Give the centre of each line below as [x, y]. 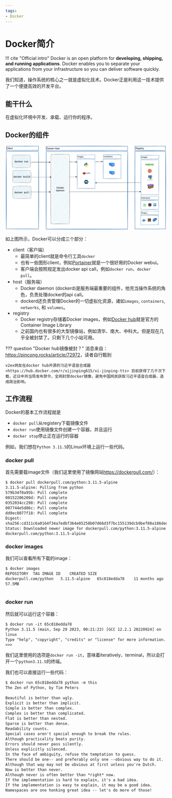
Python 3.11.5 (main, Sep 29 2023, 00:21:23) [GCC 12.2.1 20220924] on [83, 629]
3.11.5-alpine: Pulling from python [44, 487]
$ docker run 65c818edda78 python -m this [51, 682]
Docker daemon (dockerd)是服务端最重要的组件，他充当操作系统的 [91, 288]
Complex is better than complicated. [46, 713]
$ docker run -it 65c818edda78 [39, 624]
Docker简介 [30, 44]
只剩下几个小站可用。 [74, 337]
